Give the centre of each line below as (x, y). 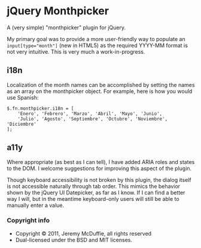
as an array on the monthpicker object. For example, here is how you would (100, 91)
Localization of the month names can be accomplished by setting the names (101, 85)
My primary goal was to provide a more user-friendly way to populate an (96, 39)
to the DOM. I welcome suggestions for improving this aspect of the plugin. (99, 168)
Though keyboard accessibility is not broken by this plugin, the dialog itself (99, 179)
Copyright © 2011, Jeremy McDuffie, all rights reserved (83, 233)
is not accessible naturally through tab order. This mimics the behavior (94, 186)
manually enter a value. (36, 205)
